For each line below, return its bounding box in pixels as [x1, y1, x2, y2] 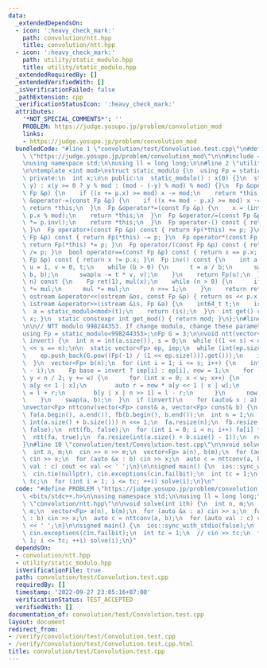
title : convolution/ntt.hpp [22, 41, 115, 49]
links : [22, 130, 44, 138]
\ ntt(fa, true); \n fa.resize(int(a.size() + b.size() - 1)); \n [22, 433, 247, 441]
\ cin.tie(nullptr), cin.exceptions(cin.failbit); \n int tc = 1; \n [22, 470, 258, 478]
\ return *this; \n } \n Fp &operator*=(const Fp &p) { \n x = [22, 204, 244, 212]
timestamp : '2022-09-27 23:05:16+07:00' [15, 588, 151, 596]
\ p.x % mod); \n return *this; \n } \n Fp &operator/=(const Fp [22, 212, 250, 219]
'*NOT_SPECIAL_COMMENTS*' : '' [22, 115, 123, 123]
